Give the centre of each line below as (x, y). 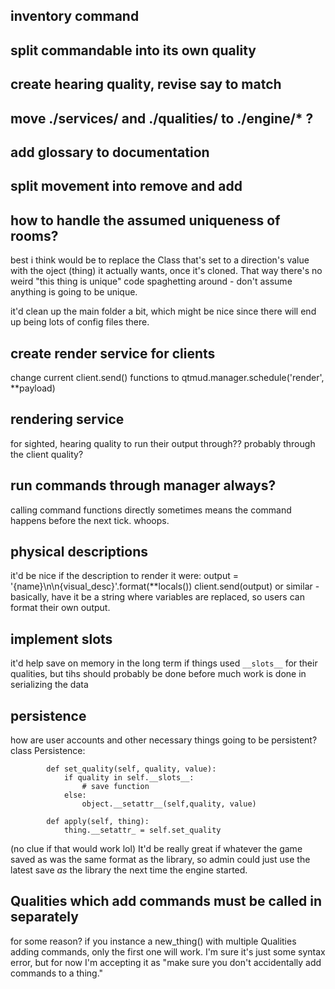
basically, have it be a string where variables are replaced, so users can (157, 597)
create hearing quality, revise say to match (146, 84)
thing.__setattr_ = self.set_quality (142, 830)
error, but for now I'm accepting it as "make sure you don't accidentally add (166, 962)
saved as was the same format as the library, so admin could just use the (160, 860)
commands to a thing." (57, 973)
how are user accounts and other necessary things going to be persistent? (164, 740)
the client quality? (47, 454)
